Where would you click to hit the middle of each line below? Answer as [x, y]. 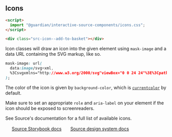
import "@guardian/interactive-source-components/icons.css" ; [78, 25]
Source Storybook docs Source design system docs [70, 129]
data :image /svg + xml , [32, 68]
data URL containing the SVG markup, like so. [53, 54]
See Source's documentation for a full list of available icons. [69, 118]
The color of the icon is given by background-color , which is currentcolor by [86, 87]
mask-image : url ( [24, 63]
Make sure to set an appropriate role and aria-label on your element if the [85, 103]
